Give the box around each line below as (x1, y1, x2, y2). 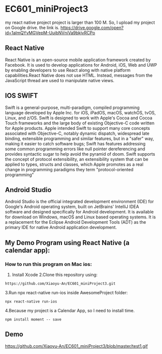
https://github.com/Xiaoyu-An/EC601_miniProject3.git (5, 281, 116, 286)
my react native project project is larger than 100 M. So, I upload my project (5, 19, 155, 25)
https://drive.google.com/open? (60, 24, 124, 30)
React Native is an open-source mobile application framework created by (5, 57, 151, 63)
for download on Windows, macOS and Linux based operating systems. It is (5, 214, 156, 220)
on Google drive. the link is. (5, 24, 59, 30)
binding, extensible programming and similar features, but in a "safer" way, (5, 135, 154, 142)
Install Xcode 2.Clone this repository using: (12, 272, 98, 278)
